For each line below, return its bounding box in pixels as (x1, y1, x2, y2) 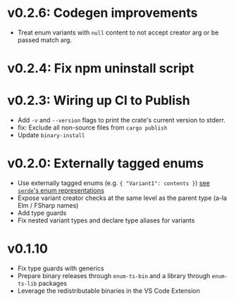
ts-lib (17, 280, 37, 287)
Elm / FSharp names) (17, 201, 79, 209)
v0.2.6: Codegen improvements (7, 5, 198, 21)
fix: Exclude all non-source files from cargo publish (17, 123, 168, 132)
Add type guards (17, 209, 67, 217)
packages (38, 279, 67, 287)
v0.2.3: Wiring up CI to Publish (7, 93, 190, 108)
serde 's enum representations (17, 187, 104, 194)
